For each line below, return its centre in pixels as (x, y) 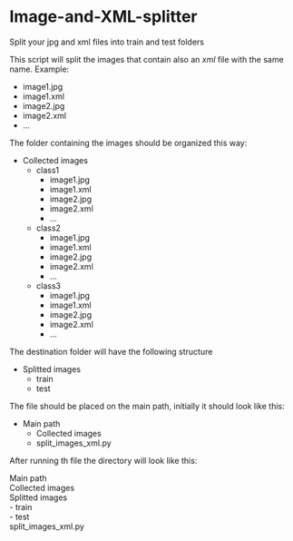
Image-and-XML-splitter (103, 17)
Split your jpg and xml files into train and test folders (107, 42)
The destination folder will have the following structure (111, 351)
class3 (49, 285)
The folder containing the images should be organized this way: (128, 143)
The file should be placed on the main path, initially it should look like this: (147, 406)
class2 (49, 228)
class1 (48, 170)
